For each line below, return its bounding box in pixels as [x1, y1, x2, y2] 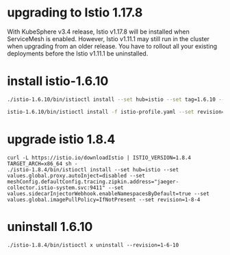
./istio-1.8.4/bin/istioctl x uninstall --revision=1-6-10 [7, 241, 179, 248]
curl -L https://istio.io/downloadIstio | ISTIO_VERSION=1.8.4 [7, 154, 192, 161]
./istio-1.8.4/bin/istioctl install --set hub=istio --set [7, 166, 179, 173]
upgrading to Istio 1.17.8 [7, 5, 143, 21]
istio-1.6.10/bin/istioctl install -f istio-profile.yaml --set [7, 108, 194, 115]
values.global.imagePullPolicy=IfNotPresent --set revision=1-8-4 [7, 196, 201, 203]
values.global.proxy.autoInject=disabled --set [7, 172, 146, 179]
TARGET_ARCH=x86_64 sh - [7, 160, 78, 167]
